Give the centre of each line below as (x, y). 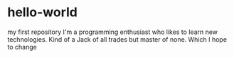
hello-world (43, 12)
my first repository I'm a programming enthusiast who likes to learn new (113, 32)
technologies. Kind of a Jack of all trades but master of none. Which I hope (117, 39)
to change (22, 47)
